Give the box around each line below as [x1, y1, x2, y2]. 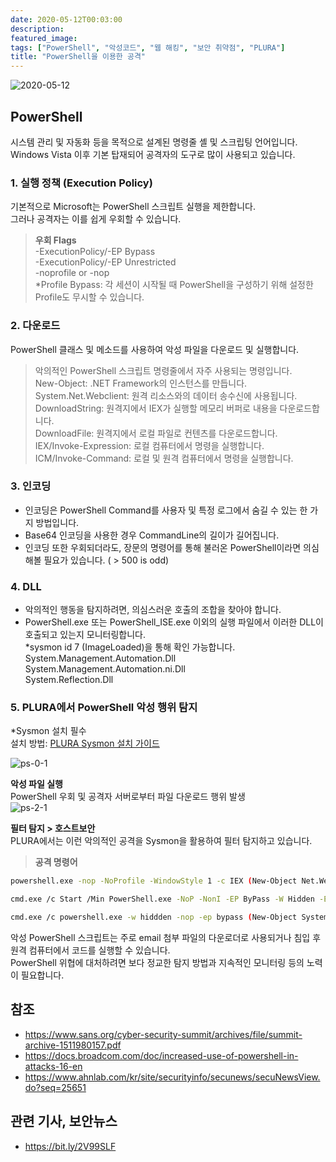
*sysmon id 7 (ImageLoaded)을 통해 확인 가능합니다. [24, 641, 236, 653]
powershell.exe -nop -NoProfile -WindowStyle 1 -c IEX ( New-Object [10, 876, 298, 886]
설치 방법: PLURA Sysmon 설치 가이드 [10, 737, 160, 750]
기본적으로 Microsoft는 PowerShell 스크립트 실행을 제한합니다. [10, 201, 256, 213]
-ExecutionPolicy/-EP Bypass [34, 246, 156, 258]
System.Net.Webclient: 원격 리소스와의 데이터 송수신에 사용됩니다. [34, 389, 298, 401]
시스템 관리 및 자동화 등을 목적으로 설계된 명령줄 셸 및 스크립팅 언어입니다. [10, 136, 298, 148]
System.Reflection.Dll [24, 674, 114, 686]
